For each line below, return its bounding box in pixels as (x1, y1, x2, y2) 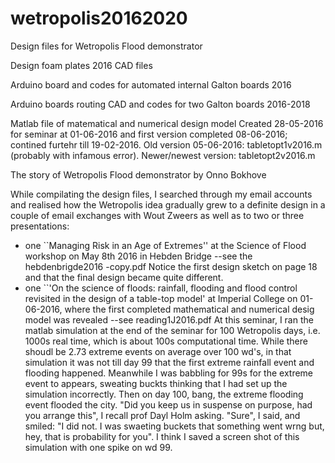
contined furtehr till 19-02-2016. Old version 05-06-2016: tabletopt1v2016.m (10, 138, 323, 151)
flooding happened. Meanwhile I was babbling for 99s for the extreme (24, 367, 314, 379)
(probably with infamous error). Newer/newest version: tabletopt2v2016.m (10, 149, 316, 161)
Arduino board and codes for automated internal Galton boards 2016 (10, 78, 292, 91)
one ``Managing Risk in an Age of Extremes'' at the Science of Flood (24, 239, 307, 251)
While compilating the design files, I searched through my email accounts (10, 188, 313, 200)
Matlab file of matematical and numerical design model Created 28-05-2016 (10, 117, 324, 129)
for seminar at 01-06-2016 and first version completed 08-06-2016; (10, 128, 288, 140)
